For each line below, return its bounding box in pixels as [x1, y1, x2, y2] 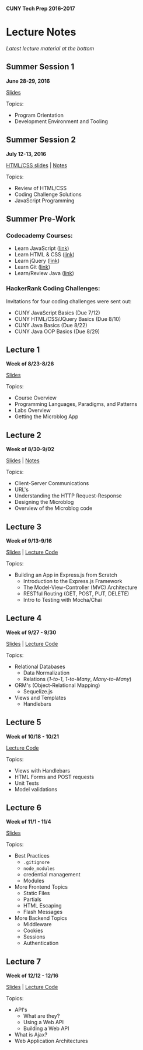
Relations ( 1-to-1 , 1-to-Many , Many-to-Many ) [23, 675, 132, 682]
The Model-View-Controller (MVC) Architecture [23, 584, 138, 591]
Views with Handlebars [14, 767, 71, 774]
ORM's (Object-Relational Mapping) [14, 682, 100, 689]
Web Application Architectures [14, 1038, 89, 1045]
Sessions [23, 933, 46, 940]
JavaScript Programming [14, 197, 75, 204]
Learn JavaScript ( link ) [14, 245, 69, 252]
